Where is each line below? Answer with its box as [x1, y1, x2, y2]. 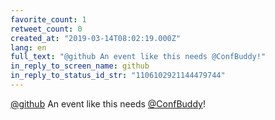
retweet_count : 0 [10, 24, 83, 34]
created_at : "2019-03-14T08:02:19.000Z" [10, 33, 182, 43]
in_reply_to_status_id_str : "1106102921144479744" [10, 71, 226, 81]
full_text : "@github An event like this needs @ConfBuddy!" [10, 52, 267, 62]
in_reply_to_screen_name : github [10, 61, 150, 71]
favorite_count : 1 [10, 14, 87, 25]
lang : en [10, 42, 47, 53]
